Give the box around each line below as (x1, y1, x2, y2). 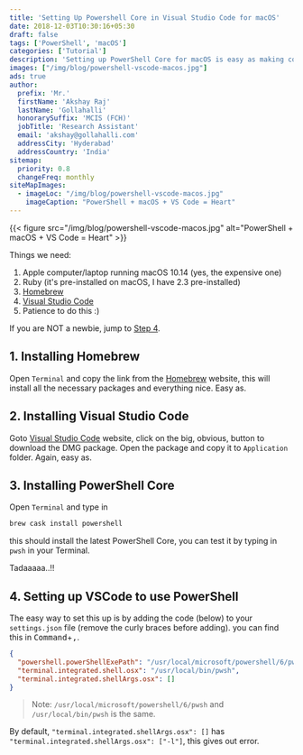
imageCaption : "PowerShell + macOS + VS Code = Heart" (25, 198, 236, 207)
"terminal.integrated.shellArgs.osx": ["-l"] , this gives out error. (9, 736, 260, 747)
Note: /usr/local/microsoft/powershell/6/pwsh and (31, 699, 225, 710)
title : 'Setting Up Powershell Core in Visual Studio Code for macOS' (9, 13, 280, 23)
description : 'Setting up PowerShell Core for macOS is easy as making (9, 55, 284, 64)
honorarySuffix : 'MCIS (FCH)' (17, 114, 131, 123)
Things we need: (9, 249, 72, 260)
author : (9, 80, 39, 89)
